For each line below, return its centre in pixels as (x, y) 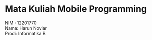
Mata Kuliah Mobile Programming (76, 9)
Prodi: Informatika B (25, 33)
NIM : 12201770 (21, 23)
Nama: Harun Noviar (26, 28)
